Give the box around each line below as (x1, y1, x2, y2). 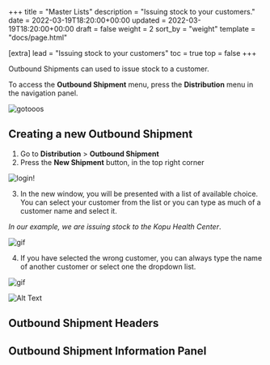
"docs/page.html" (8, 32, 68, 42)
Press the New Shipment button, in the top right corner (19, 157, 205, 167)
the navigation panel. (8, 88, 78, 98)
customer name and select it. (19, 206, 117, 215)
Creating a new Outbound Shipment (8, 127, 193, 141)
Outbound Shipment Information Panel (8, 344, 207, 358)
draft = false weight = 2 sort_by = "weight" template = (75, 24, 256, 33)
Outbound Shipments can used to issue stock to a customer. (8, 64, 209, 74)
